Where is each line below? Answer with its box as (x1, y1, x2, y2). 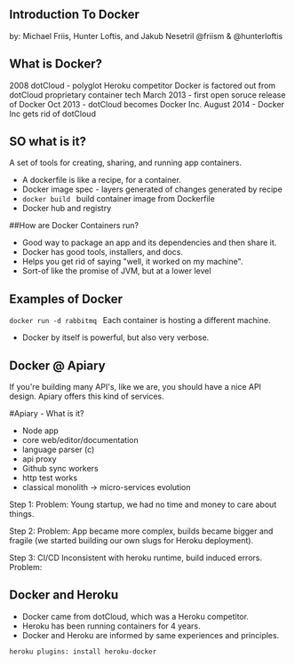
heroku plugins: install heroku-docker (9, 647, 157, 656)
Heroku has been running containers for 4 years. (21, 621, 201, 631)
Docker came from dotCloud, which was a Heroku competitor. (21, 611, 249, 621)
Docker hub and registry (21, 203, 112, 214)
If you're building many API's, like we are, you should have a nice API (9, 382, 262, 392)
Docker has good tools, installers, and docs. (21, 247, 184, 257)
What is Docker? (9, 57, 103, 72)
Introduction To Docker (9, 7, 140, 22)
